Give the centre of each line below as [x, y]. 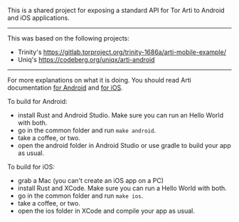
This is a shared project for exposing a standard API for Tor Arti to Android [116, 10]
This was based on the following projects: [69, 38]
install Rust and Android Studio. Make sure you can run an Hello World [121, 115]
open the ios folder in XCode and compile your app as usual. [106, 211]
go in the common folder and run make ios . [80, 196]
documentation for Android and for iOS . [65, 88]
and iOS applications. [38, 18]
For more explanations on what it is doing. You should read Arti [100, 80]
